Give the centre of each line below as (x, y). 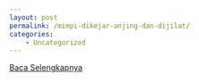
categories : (31, 34)
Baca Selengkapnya (46, 68)
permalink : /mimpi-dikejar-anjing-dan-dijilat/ (100, 26)
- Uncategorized (56, 42)
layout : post (34, 17)
